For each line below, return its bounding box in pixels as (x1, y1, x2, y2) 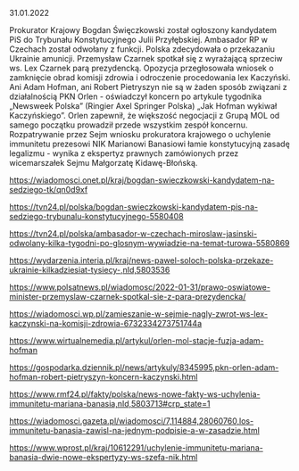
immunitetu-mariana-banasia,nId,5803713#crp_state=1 (9, 399, 211, 409)
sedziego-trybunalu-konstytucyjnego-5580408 (9, 211, 185, 221)
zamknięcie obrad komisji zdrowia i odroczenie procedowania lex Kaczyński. (9, 72, 291, 83)
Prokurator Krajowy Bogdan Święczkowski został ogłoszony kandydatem (9, 25, 277, 35)
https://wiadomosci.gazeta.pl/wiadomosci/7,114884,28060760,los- (9, 416, 254, 426)
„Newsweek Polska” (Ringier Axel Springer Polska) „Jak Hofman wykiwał (9, 101, 278, 111)
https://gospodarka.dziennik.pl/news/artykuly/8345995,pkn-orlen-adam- (9, 362, 279, 373)
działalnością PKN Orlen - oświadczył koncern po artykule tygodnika (9, 91, 262, 102)
